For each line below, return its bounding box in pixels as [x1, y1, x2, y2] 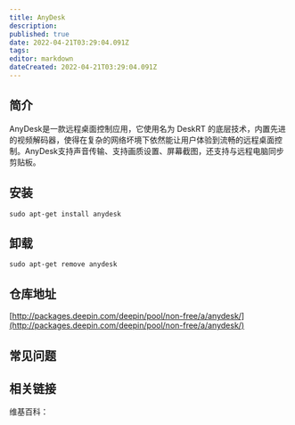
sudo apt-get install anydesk [9, 209, 122, 218]
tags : [9, 46, 29, 55]
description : [9, 21, 58, 30]
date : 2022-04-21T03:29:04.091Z [9, 37, 129, 47]
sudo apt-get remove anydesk [9, 260, 118, 269]
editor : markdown [9, 54, 74, 63]
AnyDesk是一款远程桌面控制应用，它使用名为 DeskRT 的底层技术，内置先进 [9, 123, 287, 134]
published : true [9, 29, 70, 38]
